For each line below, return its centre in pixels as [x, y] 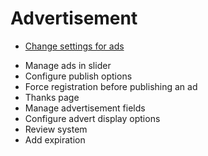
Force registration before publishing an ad [111, 86]
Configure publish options [78, 76]
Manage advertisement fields [85, 108]
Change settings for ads [74, 46]
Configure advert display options [92, 118]
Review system [56, 129]
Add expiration [55, 139]
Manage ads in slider [68, 65]
